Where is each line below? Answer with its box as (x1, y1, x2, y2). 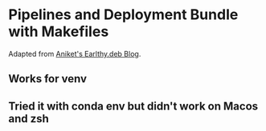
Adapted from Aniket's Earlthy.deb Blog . (8, 49, 141, 58)
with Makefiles (8, 22, 109, 41)
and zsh (8, 112, 50, 125)
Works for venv (8, 72, 87, 85)
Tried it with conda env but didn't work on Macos (8, 99, 259, 113)
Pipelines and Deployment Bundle (8, 6, 239, 24)
